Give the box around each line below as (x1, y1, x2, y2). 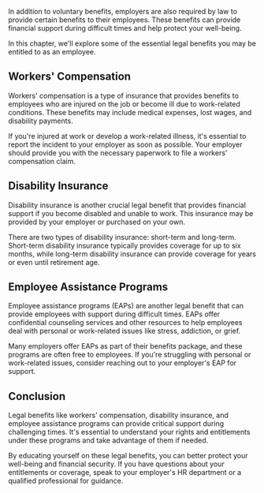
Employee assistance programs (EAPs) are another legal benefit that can (8, 301, 244, 311)
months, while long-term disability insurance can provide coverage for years (8, 248, 256, 259)
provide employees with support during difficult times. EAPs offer (8, 309, 221, 319)
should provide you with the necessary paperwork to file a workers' (8, 148, 228, 157)
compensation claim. (8, 156, 76, 166)
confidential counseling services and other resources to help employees (8, 318, 243, 327)
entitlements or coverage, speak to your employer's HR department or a (8, 468, 242, 477)
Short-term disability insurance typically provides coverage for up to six (8, 241, 242, 250)
